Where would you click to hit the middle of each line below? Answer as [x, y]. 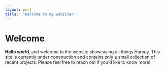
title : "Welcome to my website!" [41, 14]
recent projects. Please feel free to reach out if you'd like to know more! [78, 62]
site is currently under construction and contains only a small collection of [80, 57]
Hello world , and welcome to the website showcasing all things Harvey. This [82, 52]
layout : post [18, 10]
